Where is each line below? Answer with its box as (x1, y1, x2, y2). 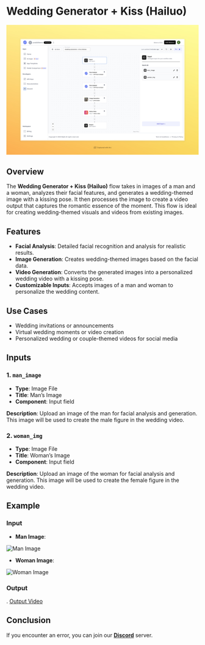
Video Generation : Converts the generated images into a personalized (15, 269, 193, 276)
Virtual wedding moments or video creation (15, 328, 124, 335)
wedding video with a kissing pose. (15, 275, 104, 282)
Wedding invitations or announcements (15, 322, 114, 329)
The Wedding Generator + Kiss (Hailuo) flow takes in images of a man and (6, 183, 195, 190)
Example (6, 501, 40, 511)
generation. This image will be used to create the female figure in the (6, 476, 179, 484)
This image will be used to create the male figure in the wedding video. (6, 416, 185, 423)
